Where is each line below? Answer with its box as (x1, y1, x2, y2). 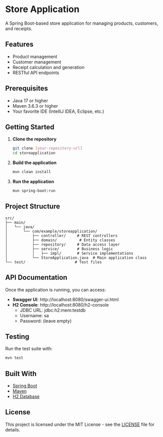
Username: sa (20, 312, 49, 318)
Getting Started (5, 122, 55, 131)
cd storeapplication (12, 151, 56, 156)
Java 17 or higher (12, 97, 49, 104)
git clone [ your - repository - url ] (12, 146, 83, 151)
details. (5, 426, 21, 432)
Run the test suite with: (5, 346, 53, 352)
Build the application (12, 160, 57, 166)
